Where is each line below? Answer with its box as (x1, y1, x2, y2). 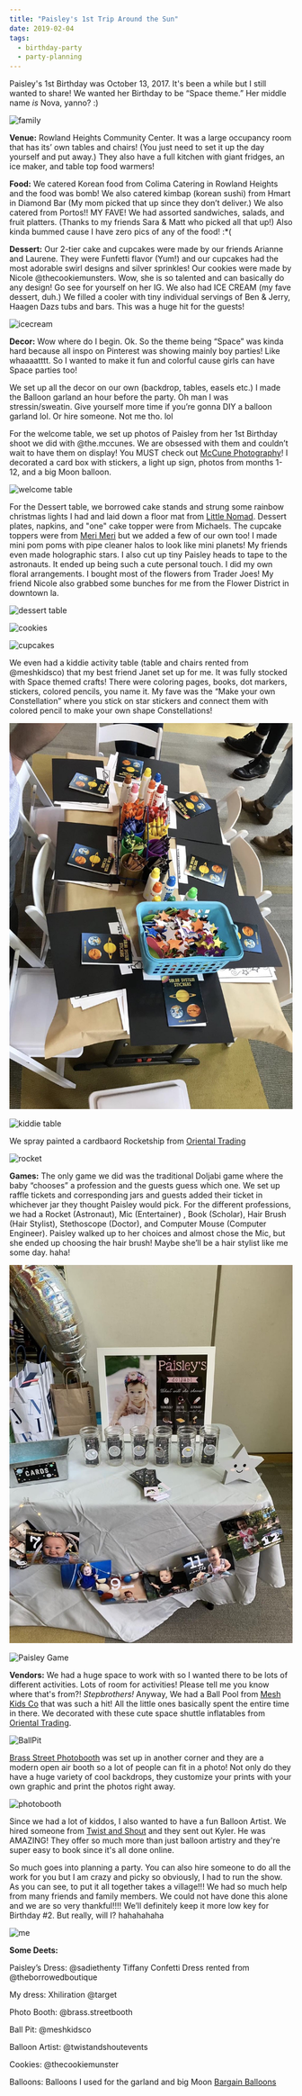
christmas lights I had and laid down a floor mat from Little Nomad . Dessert (9, 511, 288, 522)
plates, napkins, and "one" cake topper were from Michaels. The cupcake (9, 520, 282, 531)
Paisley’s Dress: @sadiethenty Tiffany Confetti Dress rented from (9, 1963, 250, 1974)
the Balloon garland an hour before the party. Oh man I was (9, 392, 229, 402)
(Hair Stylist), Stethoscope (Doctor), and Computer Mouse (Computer (9, 1218, 267, 1229)
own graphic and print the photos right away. (9, 1781, 176, 1792)
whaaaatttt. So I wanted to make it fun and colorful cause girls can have (9, 356, 276, 366)
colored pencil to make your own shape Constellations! (9, 705, 213, 716)
